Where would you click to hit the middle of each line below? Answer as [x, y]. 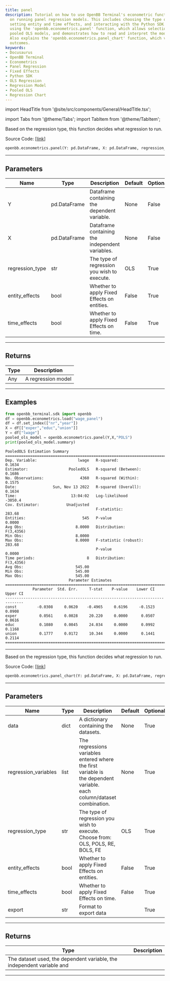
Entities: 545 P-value [59, 518]
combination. [95, 804]
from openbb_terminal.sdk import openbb [49, 414]
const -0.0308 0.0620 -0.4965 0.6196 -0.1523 [80, 607]
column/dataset [98, 797]
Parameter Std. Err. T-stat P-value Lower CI [94, 589]
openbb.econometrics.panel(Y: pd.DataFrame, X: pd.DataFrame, [72, 148]
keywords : [16, 48]
